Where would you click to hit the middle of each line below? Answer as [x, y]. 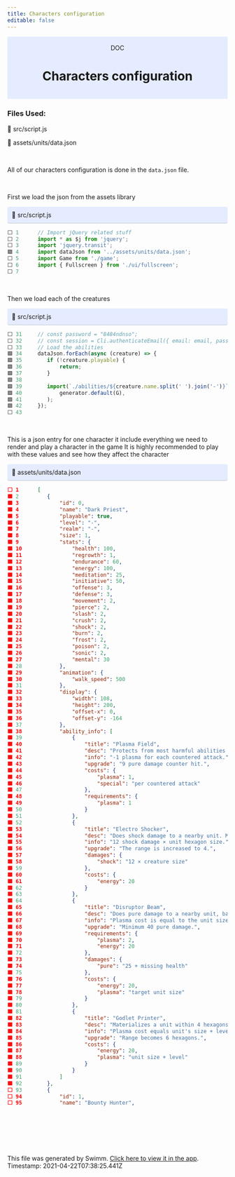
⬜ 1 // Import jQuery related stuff [69, 232]
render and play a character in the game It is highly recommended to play [113, 447]
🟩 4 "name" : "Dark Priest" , [68, 509]
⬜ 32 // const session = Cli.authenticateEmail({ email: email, [110, 341]
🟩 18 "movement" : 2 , [62, 601]
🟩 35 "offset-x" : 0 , [62, 712]
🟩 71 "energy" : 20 [71, 947]
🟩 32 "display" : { [52, 692]
